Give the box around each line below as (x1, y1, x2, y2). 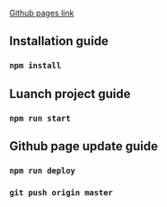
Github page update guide (9, 139, 159, 154)
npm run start (9, 112, 71, 123)
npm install (9, 60, 62, 71)
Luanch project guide (9, 85, 131, 102)
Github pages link (9, 8, 75, 18)
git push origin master (9, 187, 114, 197)
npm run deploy (9, 166, 76, 175)
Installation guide (9, 33, 110, 49)
